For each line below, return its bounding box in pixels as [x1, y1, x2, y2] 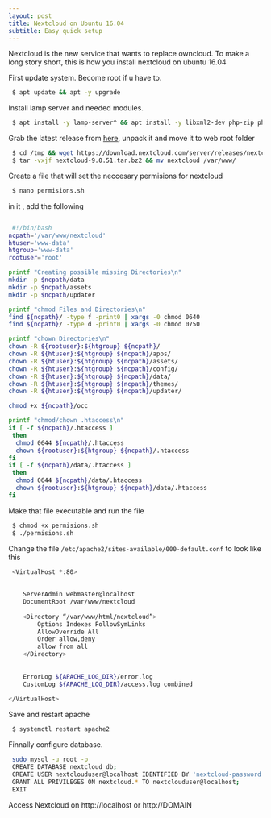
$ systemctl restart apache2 [11, 725, 110, 733]
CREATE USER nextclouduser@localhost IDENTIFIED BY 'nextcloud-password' [11, 770, 265, 779]
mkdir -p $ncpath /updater [8, 291, 95, 299]
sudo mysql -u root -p [11, 755, 89, 764]
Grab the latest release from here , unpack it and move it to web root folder [8, 134, 256, 143]
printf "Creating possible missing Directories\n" [8, 268, 182, 276]
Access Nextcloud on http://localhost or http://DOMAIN [8, 799, 192, 810]
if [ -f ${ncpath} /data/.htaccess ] [8, 461, 131, 470]
